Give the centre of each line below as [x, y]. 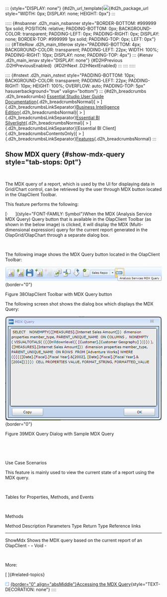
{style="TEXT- [146, 584]
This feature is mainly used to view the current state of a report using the [80, 472]
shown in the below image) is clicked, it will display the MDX [67, 224]
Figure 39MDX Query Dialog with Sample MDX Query [60, 434]
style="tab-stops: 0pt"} [43, 162]
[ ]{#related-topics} [25, 574]
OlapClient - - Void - [26, 545]
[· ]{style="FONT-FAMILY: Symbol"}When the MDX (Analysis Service [79, 214]
